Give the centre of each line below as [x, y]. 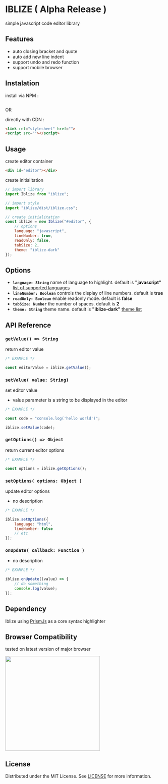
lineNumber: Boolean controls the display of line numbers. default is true [88, 293]
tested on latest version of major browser [48, 649]
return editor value [24, 349]
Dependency [26, 609]
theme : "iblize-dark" [37, 250]
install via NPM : [22, 95]
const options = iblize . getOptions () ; [46, 468]
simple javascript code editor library [43, 23]
